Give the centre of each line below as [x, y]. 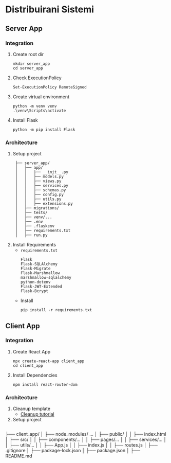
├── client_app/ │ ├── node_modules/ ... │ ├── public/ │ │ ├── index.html [86, 434]
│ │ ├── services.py [42, 186]
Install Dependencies [35, 375]
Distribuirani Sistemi [50, 10]
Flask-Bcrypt [34, 291]
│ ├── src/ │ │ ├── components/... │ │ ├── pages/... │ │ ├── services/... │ [86, 440]
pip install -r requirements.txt [56, 310]
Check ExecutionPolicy [37, 78]
